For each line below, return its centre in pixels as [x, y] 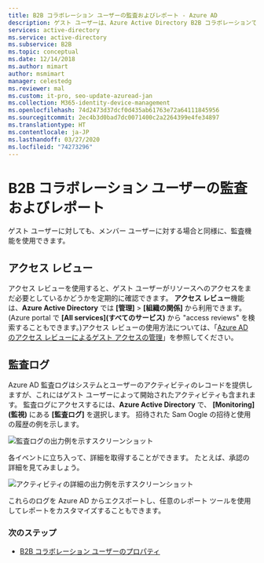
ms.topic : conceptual [44, 52]
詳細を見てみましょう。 [46, 467]
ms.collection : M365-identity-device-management [89, 103]
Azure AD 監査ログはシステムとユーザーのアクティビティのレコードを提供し [130, 385]
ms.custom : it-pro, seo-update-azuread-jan [81, 96]
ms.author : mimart [38, 67]
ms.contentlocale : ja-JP [49, 132]
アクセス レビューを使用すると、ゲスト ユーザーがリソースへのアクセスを [126, 288]
